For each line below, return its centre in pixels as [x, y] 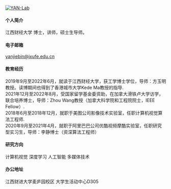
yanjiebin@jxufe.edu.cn [30, 56]
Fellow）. [15, 106]
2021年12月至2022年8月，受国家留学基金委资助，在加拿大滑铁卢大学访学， [84, 93]
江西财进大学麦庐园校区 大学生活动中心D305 [52, 182]
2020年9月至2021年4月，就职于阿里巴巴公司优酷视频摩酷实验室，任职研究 [84, 125]
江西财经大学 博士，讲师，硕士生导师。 [46, 33]
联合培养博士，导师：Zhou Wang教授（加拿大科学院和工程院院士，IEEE [80, 100]
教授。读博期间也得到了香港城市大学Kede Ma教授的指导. [65, 87]
